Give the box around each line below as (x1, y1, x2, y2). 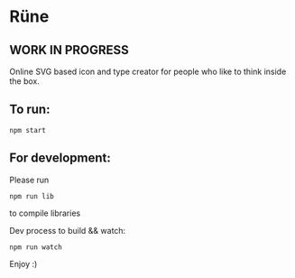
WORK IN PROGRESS (9, 42, 129, 58)
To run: (9, 102, 51, 117)
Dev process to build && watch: (9, 225, 126, 236)
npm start (9, 125, 47, 134)
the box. (9, 76, 41, 87)
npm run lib (9, 191, 54, 200)
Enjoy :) (9, 258, 38, 269)
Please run (9, 174, 50, 185)
